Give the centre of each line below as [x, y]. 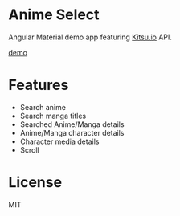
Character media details [59, 141]
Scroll [29, 149]
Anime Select [54, 15]
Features [39, 85]
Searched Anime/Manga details [72, 124]
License [35, 183]
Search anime [43, 107]
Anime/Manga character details [72, 132]
